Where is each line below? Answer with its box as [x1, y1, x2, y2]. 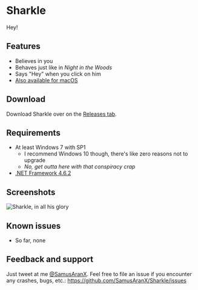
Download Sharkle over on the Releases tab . [6, 110, 117, 117]
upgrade [24, 157, 45, 164]
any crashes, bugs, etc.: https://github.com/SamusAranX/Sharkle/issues [6, 277, 186, 284]
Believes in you [15, 57, 53, 64]
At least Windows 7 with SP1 [15, 143, 86, 151]
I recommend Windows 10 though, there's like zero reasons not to [24, 150, 188, 157]
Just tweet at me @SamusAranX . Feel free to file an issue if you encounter [6, 270, 192, 277]
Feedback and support [6, 254, 94, 265]
